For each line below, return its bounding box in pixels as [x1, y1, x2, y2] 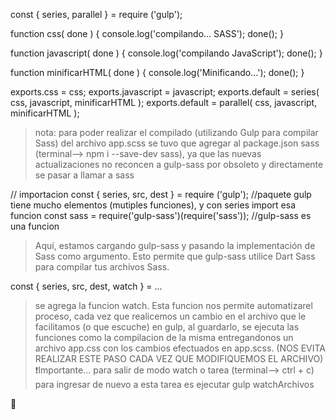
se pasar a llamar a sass [34, 169, 135, 181]
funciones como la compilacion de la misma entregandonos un [34, 332, 294, 343]
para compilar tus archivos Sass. [34, 261, 170, 273]
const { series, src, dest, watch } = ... [10, 280, 163, 292]
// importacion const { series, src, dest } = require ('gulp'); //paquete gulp [10, 189, 312, 200]
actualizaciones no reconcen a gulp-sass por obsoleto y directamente [34, 159, 324, 170]
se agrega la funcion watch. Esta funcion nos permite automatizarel [34, 300, 313, 311]
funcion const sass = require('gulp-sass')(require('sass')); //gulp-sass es [10, 210, 312, 221]
